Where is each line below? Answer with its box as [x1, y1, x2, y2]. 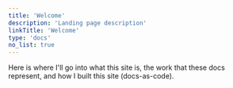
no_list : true [8, 41, 55, 49]
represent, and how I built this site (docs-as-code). [8, 71, 174, 81]
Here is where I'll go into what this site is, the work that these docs [8, 63, 226, 72]
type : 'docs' [8, 33, 52, 42]
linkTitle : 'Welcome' [8, 26, 80, 34]
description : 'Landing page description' [8, 19, 147, 27]
